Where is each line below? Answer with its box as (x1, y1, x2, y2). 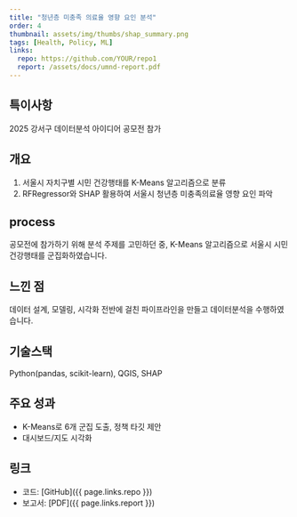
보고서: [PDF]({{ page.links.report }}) (21, 497, 156, 508)
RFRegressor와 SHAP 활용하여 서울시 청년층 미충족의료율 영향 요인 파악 (21, 188, 273, 198)
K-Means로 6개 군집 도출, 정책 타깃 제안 (21, 421, 162, 432)
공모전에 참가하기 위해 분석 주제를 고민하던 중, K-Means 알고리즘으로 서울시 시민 (9, 239, 289, 250)
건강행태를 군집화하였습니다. (9, 250, 108, 261)
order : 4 (9, 21, 42, 30)
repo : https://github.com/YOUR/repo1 (17, 54, 157, 63)
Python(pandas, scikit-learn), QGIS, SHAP (9, 368, 163, 378)
